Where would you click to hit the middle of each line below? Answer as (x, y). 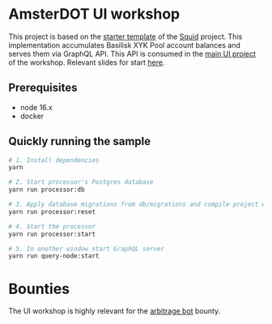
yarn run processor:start (52, 234)
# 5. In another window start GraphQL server (86, 249)
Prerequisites (43, 88)
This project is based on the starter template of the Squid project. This (125, 36)
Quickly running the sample (80, 141)
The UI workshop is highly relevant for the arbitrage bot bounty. (115, 311)
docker (32, 116)
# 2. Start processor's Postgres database (81, 182)
